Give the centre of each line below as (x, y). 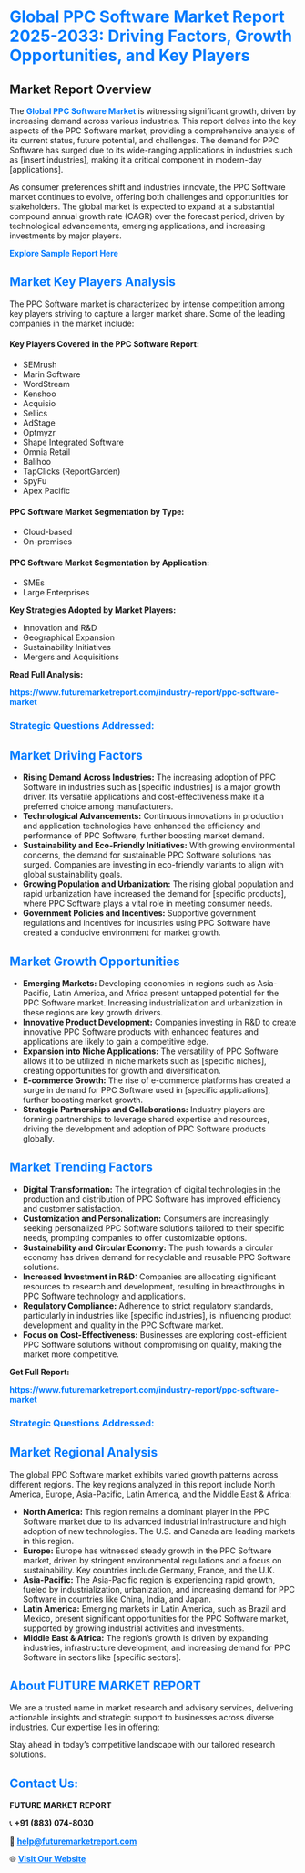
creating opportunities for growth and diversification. (122, 1070)
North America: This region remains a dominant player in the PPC (146, 1511)
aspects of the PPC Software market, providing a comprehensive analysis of (152, 131)
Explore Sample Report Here (64, 253)
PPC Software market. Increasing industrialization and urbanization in (153, 1003)
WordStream (46, 384)
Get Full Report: (40, 1372)
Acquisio (39, 404)
